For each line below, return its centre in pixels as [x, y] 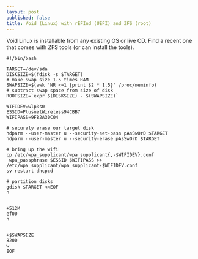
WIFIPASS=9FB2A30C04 [33, 118]
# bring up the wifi [33, 150]
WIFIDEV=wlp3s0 [26, 107]
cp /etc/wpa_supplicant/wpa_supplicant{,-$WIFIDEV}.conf [80, 155]
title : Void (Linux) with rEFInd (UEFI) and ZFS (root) [79, 23]
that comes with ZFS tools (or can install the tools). [70, 47]
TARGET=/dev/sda [27, 69]
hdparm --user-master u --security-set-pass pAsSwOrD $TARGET [87, 133]
